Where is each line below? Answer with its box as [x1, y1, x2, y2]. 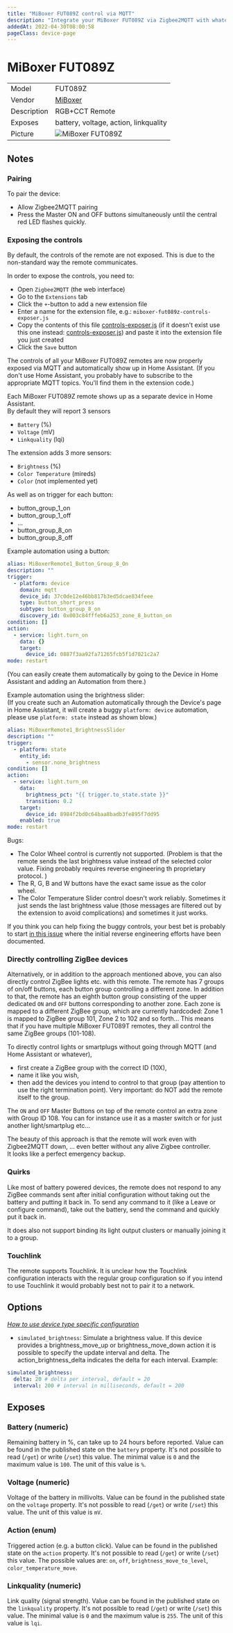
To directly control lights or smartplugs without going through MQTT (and [7, 1043, 217, 1051]
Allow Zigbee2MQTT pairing [17, 202, 98, 211]
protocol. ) [17, 872, 47, 880]
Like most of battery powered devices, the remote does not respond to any [7, 1183, 221, 1191]
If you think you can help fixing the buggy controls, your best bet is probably [7, 923, 226, 931]
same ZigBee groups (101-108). [7, 1029, 96, 1037]
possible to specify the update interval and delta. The [17, 1348, 170, 1357]
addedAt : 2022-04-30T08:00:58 [7, 23, 95, 30]
